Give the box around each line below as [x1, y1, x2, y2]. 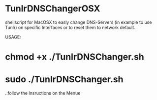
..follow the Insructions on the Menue [5, 90, 81, 96]
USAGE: [5, 34, 21, 40]
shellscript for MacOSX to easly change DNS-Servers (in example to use [5, 19, 152, 25]
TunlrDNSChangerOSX [5, 3, 100, 14]
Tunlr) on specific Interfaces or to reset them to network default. [5, 24, 135, 30]
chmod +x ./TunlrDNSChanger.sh [5, 51, 144, 63]
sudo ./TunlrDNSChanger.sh [5, 74, 124, 85]
